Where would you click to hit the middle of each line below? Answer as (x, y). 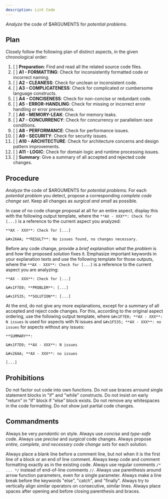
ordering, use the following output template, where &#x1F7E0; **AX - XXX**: (84, 316)
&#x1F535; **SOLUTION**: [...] (38, 297)
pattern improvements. (36, 147)
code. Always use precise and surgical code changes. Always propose (78, 439)
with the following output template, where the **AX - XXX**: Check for (79, 216)
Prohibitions (25, 378)
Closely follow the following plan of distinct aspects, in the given (72, 52)
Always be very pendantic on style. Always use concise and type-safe (78, 433)
